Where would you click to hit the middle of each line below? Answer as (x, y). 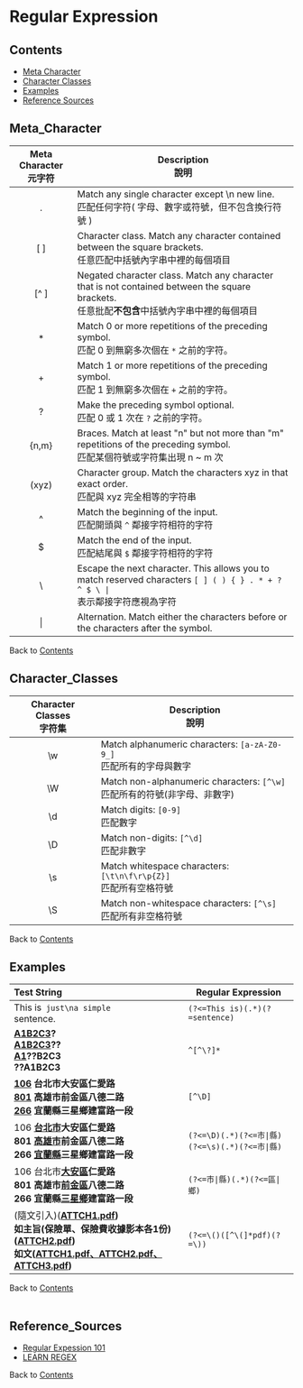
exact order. (103, 483)
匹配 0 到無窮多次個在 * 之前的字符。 (155, 350)
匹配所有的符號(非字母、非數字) (167, 794)
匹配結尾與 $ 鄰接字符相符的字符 (145, 553)
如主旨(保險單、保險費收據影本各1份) (92, 1229)
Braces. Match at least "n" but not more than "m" (180, 433)
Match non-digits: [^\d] (151, 838)
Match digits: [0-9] (141, 809)
